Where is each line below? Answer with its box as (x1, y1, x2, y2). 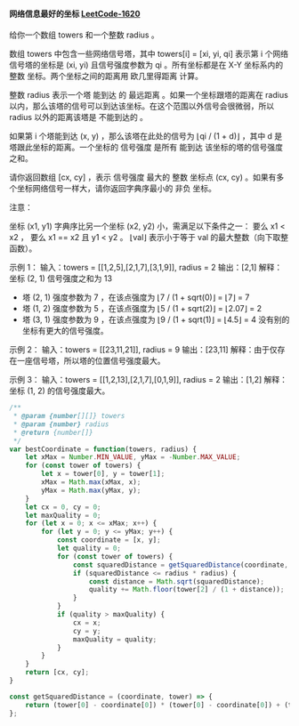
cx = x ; (72, 618, 101, 627)
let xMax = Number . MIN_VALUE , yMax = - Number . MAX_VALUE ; (25, 453, 241, 462)
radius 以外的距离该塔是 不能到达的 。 (9, 112, 149, 123)
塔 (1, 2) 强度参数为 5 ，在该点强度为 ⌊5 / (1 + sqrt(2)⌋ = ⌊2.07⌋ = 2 (21, 303, 263, 314)
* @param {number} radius (12, 419, 109, 429)
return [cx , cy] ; (25, 668, 90, 677)
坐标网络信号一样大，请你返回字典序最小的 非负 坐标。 (16, 183, 216, 194)
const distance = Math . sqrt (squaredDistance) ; (88, 577, 265, 586)
